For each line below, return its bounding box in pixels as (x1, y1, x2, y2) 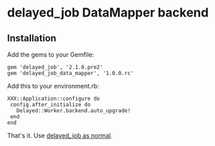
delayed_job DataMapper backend (7, 5, 209, 21)
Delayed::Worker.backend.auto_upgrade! (16, 107, 131, 114)
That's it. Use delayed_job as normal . (7, 132, 113, 139)
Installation (7, 32, 57, 44)
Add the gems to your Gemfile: (7, 50, 94, 59)
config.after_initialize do (10, 101, 91, 108)
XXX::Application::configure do (7, 95, 100, 102)
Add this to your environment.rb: (7, 82, 100, 90)
